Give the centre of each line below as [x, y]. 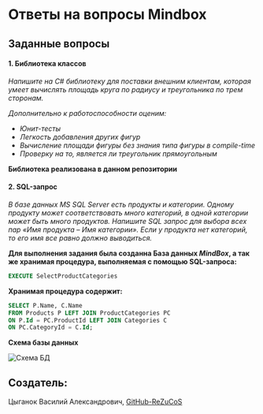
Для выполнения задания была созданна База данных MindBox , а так [129, 253]
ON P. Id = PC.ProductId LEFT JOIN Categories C [88, 320]
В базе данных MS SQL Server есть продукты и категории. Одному [121, 204]
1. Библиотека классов [47, 64]
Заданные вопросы [59, 44]
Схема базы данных [43, 343]
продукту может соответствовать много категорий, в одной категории [128, 213]
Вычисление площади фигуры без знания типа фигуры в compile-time [137, 145]
